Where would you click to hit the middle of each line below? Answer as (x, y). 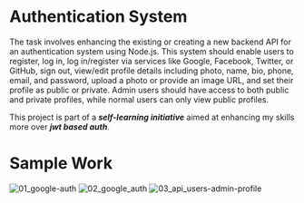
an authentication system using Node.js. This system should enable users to (152, 51)
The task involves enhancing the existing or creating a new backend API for (151, 42)
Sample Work (61, 164)
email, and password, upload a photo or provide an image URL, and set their (152, 80)
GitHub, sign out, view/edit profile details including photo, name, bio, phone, (152, 71)
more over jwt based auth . (60, 126)
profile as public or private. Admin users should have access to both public (149, 90)
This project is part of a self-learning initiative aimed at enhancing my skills (152, 117)
